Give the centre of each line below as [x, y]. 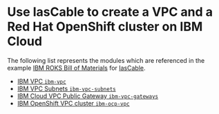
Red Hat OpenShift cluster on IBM [105, 27]
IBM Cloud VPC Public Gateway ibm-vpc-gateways [88, 96]
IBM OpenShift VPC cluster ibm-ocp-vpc [73, 103]
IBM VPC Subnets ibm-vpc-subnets [66, 88]
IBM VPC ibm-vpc [42, 81]
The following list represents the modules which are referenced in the [106, 60]
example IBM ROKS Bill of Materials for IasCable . [77, 68]
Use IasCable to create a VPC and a [110, 12]
